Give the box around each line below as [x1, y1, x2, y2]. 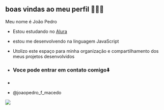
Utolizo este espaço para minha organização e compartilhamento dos [12, 48, 159, 54]
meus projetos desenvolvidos [12, 53, 75, 59]
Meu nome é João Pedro [5, 18, 57, 24]
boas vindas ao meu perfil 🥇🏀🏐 [5, 5, 104, 14]
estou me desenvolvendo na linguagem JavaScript [12, 38, 119, 44]
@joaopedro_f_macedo [12, 90, 62, 96]
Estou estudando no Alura [12, 28, 67, 34]
